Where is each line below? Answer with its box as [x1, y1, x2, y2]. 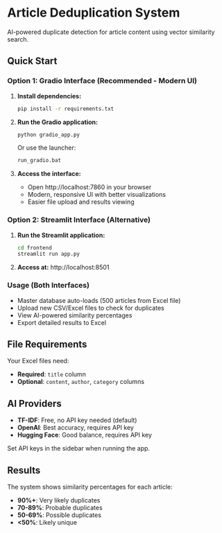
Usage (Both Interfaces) [7, 281, 90, 290]
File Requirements [7, 338, 87, 350]
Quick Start [7, 55, 58, 67]
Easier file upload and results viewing [27, 198, 135, 206]
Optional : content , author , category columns [17, 378, 144, 386]
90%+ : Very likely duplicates [17, 496, 101, 505]
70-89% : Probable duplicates [17, 504, 103, 512]
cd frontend [17, 244, 52, 251]
